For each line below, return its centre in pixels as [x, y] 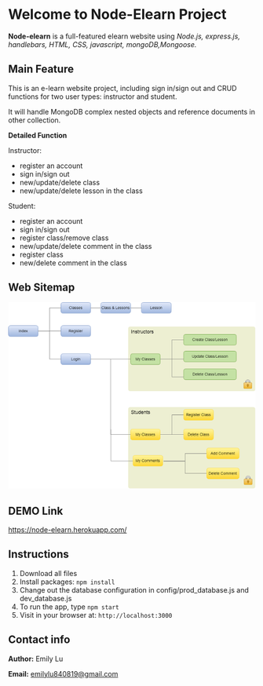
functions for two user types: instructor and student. [93, 97]
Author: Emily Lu [36, 659]
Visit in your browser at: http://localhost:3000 [96, 615]
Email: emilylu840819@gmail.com [63, 673]
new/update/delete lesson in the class [81, 191]
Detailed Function [38, 135]
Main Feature [41, 69]
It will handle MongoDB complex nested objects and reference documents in [132, 111]
